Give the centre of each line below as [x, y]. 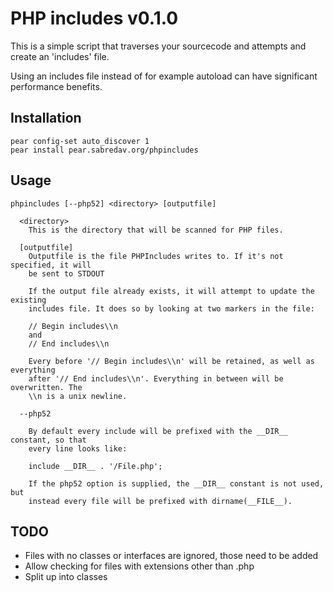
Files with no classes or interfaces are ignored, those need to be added [171, 556]
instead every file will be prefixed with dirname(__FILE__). [160, 501]
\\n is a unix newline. [78, 396]
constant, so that [48, 440]
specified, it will [51, 265]
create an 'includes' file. [60, 56]
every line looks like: [78, 448]
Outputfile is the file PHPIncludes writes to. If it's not [156, 256]
